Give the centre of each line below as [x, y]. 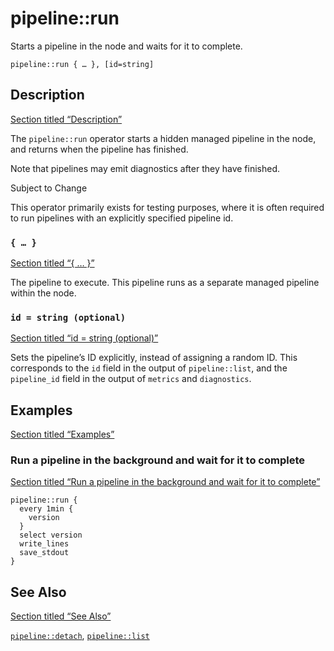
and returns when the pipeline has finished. [99, 149]
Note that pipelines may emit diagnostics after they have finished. [145, 168]
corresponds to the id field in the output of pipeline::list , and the [149, 368]
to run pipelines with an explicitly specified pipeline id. [122, 218]
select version [51, 535]
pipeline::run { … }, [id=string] [82, 64]
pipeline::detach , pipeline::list [80, 636]
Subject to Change [49, 188]
